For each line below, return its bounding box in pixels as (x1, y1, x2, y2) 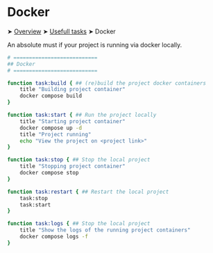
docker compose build (19, 92, 82, 99)
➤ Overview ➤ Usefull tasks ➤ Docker (7, 27, 116, 35)
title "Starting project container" (19, 117, 126, 125)
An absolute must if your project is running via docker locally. (7, 40, 182, 49)
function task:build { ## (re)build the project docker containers (7, 79, 207, 87)
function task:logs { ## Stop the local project (7, 220, 151, 227)
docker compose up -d (19, 124, 82, 131)
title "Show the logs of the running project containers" (19, 227, 191, 234)
